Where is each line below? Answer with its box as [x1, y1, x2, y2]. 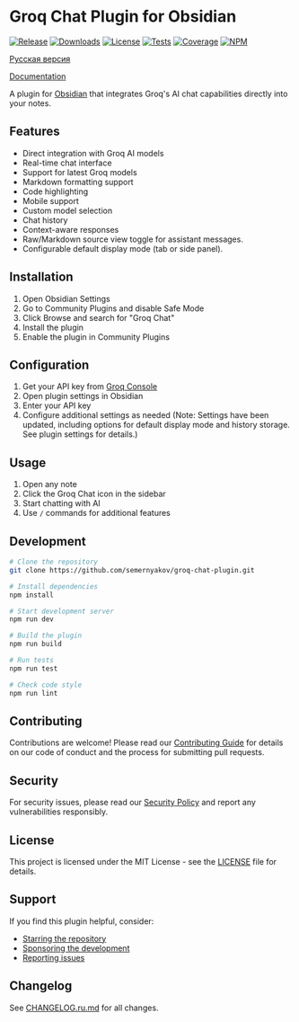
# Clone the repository [9, 557, 99, 566]
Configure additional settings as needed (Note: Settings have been [22, 410, 269, 421]
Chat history [22, 214, 68, 226]
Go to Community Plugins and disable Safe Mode [22, 303, 205, 314]
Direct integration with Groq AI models [22, 147, 164, 158]
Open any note [22, 479, 78, 490]
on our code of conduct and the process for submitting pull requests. [9, 747, 265, 758]
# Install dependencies [9, 582, 99, 591]
